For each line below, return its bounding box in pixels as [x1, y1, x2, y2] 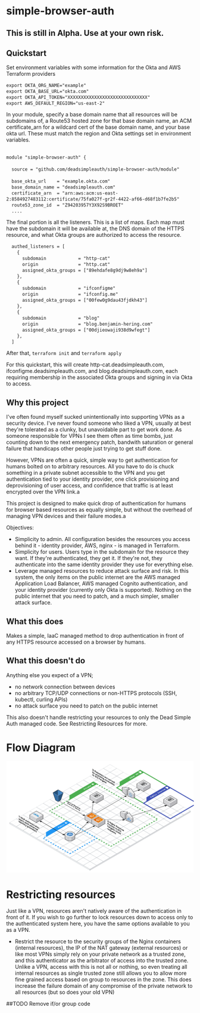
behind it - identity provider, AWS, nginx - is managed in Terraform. [14, 542, 180, 549]
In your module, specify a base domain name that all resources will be [6, 111, 177, 118]
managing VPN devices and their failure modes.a [6, 512, 126, 520]
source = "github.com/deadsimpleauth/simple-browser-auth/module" [11, 166, 180, 172]
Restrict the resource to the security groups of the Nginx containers [14, 938, 182, 945]
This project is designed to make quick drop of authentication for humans [6, 500, 186, 507]
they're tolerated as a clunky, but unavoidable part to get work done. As [6, 426, 182, 433]
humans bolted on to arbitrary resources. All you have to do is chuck [6, 463, 174, 470]
